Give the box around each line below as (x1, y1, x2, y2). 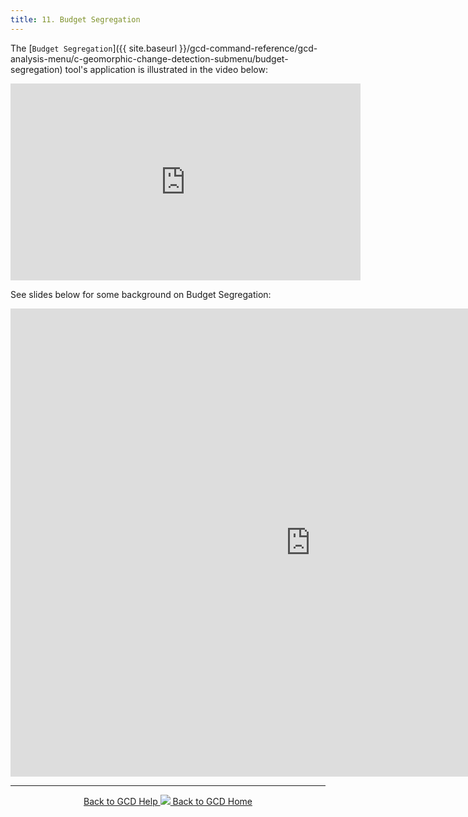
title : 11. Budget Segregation (10, 14, 141, 25)
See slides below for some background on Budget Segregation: (10, 288, 272, 300)
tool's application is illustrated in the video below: (64, 63, 268, 75)
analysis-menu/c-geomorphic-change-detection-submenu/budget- (10, 52, 289, 65)
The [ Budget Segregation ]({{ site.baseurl (10, 42, 178, 54)
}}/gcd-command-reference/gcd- (179, 42, 318, 54)
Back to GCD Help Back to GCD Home (83, 795, 253, 807)
